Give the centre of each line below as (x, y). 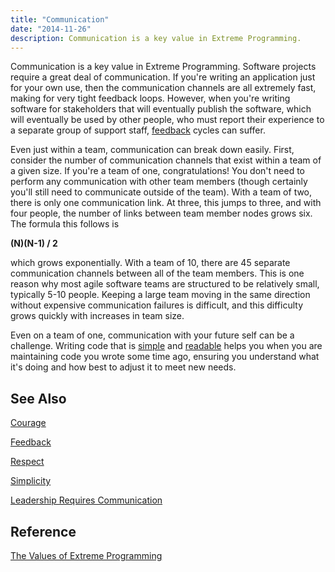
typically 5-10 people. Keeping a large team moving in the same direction (160, 295)
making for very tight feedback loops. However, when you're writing (150, 98)
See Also (38, 398)
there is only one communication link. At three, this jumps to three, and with (166, 203)
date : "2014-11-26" (51, 29)
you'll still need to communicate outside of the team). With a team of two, (161, 192)
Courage (28, 423)
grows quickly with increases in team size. (97, 316)
